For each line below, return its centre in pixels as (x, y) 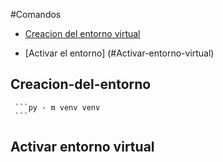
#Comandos (36, 14)
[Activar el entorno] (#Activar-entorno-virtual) (119, 53)
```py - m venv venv (57, 107)
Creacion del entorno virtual (82, 33)
